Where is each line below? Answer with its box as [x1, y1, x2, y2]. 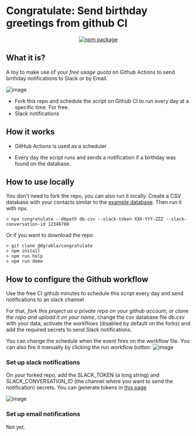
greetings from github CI [6, 16, 128, 30]
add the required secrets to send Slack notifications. [6, 326, 132, 333]
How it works [6, 127, 55, 137]
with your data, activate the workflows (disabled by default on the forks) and [6, 320, 191, 327]
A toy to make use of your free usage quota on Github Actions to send [6, 69, 176, 76]
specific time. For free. [14, 104, 70, 111]
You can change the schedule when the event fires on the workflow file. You [6, 338, 190, 345]
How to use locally [6, 177, 75, 187]
